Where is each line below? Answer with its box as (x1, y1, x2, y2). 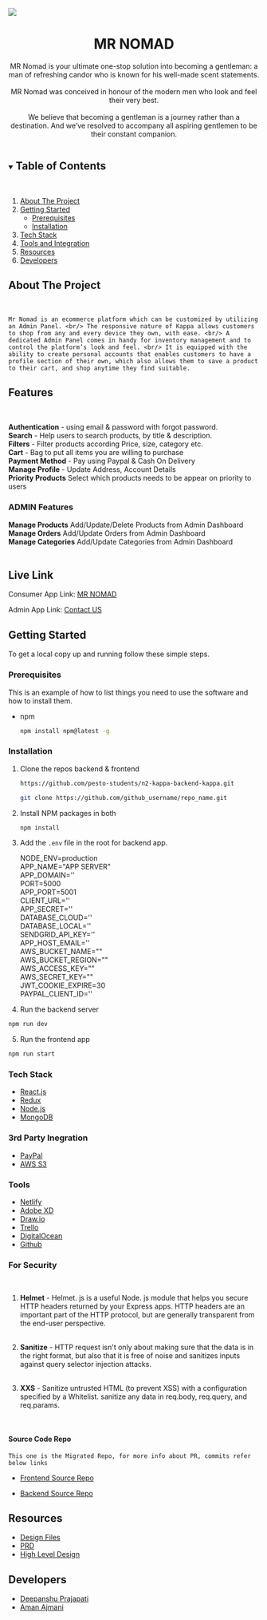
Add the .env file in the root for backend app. (19, 838, 168, 848)
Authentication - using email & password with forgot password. (8, 422, 218, 432)
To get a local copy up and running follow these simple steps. (8, 649, 210, 659)
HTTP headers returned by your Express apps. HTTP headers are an (19, 1301, 245, 1311)
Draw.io (19, 1214, 45, 1224)
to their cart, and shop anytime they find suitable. (8, 364, 191, 372)
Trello (19, 1222, 39, 1233)
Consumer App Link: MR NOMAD (8, 589, 117, 599)
